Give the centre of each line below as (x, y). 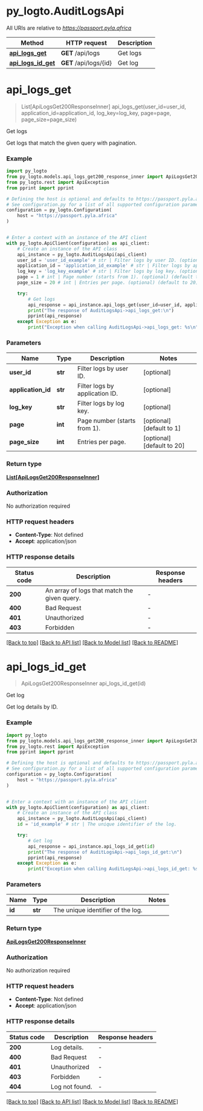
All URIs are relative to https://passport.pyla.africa (69, 28)
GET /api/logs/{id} (86, 63)
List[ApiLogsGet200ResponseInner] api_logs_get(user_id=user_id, (103, 107)
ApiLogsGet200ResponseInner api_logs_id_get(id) (83, 683)
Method (32, 42)
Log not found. (71, 1086)
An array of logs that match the (89, 590)
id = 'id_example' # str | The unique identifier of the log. (97, 824)
